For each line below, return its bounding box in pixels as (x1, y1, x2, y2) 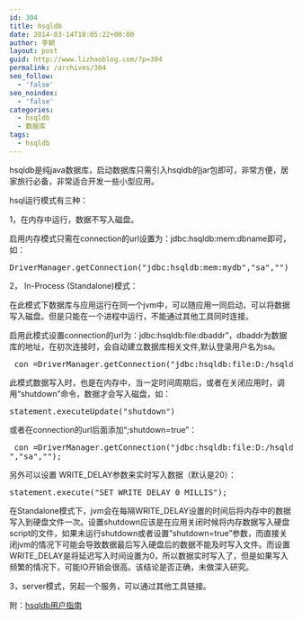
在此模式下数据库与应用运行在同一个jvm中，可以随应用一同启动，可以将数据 (9, 299, 290, 310)
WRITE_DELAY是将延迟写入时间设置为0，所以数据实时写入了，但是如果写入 (9, 550, 289, 561)
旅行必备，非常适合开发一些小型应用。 (16, 175, 159, 186)
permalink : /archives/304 (9, 64, 106, 73)
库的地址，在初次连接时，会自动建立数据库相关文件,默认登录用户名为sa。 (9, 341, 280, 352)
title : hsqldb (9, 22, 63, 31)
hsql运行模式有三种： (9, 194, 88, 205)
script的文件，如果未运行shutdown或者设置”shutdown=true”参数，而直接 (9, 527, 280, 538)
